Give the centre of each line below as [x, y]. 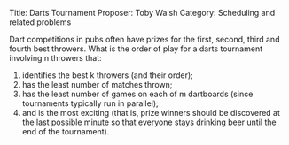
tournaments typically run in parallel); [90, 103]
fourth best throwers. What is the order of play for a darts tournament [136, 49]
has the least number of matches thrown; [97, 84]
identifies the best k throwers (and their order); [107, 75]
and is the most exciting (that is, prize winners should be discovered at [151, 113]
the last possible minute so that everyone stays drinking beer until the [149, 122]
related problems [40, 22]
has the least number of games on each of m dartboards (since [137, 94]
